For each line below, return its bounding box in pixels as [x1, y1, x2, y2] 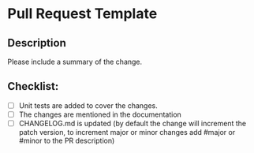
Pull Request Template [7, 5, 158, 23]
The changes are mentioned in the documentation [18, 110, 182, 119]
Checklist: [7, 80, 59, 93]
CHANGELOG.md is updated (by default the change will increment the [18, 118, 246, 128]
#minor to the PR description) [18, 136, 115, 145]
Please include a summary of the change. [7, 57, 143, 66]
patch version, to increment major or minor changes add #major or [18, 128, 236, 136]
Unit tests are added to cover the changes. [18, 100, 159, 110]
